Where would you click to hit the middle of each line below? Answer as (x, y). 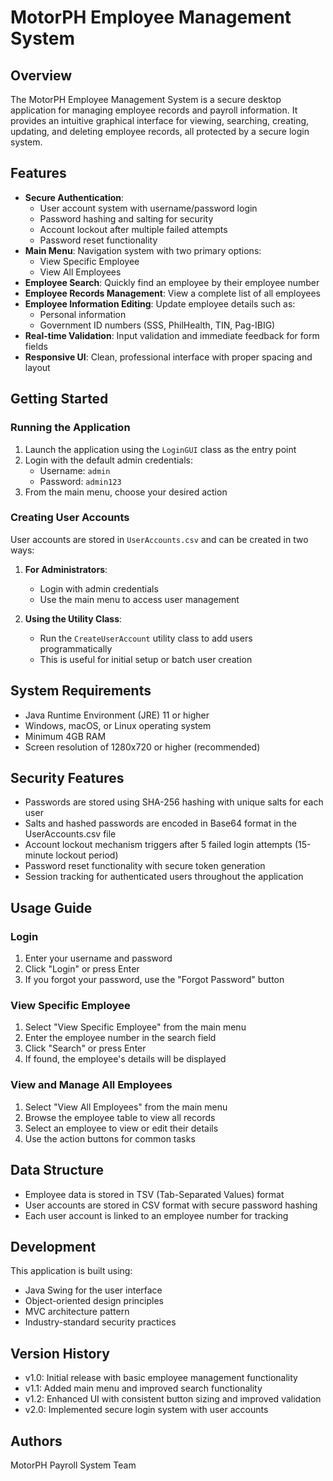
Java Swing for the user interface (93, 1290)
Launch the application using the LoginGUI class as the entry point (160, 449)
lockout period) (87, 855)
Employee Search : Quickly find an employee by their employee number (172, 282)
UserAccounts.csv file (70, 834)
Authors (36, 1441)
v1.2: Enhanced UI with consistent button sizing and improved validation (173, 1399)
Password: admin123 (80, 481)
